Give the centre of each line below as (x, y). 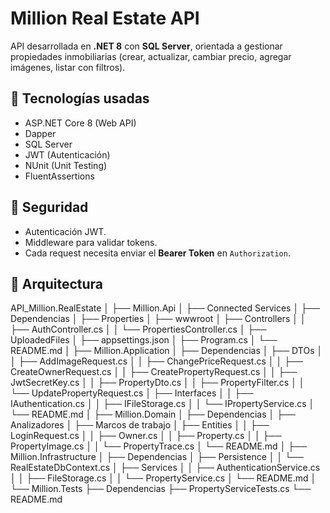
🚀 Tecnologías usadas (80, 98)
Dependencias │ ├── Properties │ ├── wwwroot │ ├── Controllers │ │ (158, 319)
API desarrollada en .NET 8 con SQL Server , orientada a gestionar (146, 46)
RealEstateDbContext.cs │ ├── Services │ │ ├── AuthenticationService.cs (165, 468)
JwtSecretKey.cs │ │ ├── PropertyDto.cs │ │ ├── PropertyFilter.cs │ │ (157, 383)
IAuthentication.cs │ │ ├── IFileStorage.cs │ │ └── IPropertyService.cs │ (162, 404)
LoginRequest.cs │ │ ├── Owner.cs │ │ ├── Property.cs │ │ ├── (146, 436)
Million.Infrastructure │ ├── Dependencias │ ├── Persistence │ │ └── (157, 457)
